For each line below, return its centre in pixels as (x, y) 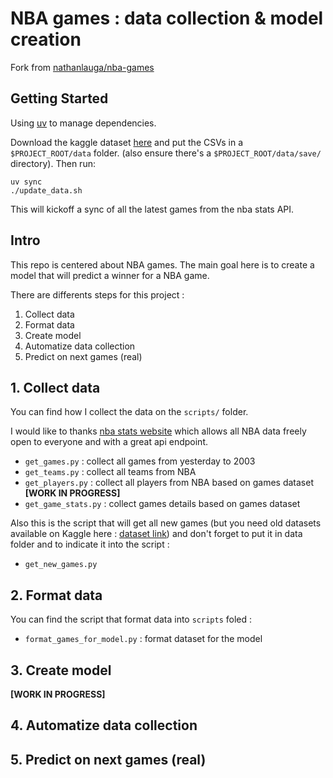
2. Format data (56, 595)
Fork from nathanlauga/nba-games (82, 67)
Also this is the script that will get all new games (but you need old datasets (166, 523)
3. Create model (61, 670)
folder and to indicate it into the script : (90, 544)
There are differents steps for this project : (97, 294)
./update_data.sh (46, 190)
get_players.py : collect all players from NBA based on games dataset (169, 483)
